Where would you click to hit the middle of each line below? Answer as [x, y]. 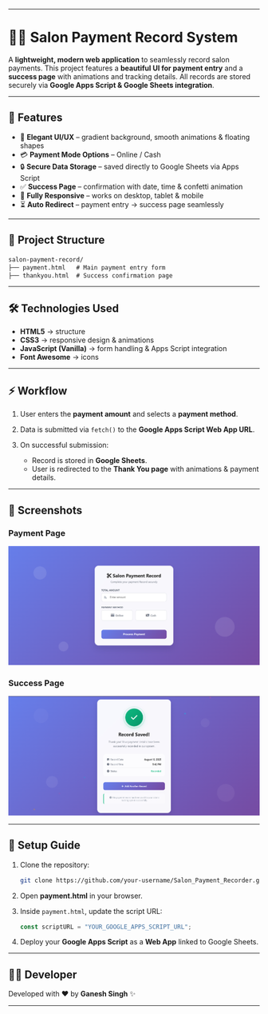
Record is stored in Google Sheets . [89, 461]
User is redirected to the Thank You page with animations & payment [145, 469]
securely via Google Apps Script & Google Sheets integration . [111, 85]
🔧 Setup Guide [45, 846]
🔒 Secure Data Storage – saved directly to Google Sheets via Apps [129, 166]
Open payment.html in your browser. [81, 896]
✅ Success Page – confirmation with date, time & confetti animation [131, 186]
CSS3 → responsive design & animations [87, 340]
